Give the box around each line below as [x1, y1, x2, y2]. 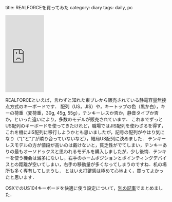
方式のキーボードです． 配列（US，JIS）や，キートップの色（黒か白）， [9, 103, 161, 109]
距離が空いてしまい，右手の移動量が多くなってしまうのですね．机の [18, 161, 163, 167]
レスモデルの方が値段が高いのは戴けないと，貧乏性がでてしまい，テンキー [5, 142, 163, 148]
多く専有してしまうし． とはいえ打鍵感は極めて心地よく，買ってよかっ [14, 168, 164, 174]
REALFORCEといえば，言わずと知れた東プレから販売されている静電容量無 [5, 97, 162, 103]
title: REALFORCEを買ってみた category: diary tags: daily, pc [5, 5, 133, 10]
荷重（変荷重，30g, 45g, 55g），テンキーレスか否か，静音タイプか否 [14, 110, 159, 116]
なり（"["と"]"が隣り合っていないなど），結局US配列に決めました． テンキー [5, 136, 166, 141]
